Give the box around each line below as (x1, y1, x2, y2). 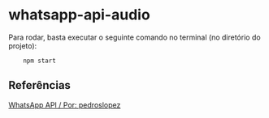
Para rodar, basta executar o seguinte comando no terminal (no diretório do (8, 32, 262, 42)
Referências (8, 78, 72, 92)
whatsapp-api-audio (8, 6, 150, 24)
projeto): (8, 40, 37, 50)
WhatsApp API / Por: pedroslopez (8, 99, 121, 110)
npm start (23, 57, 57, 65)
